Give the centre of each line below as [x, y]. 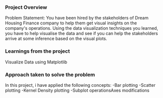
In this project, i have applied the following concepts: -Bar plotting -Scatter [80, 85]
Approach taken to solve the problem [50, 75]
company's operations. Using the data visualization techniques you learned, [81, 28]
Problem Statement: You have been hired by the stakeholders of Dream [77, 18]
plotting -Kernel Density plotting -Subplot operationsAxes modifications [77, 90]
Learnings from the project [37, 51]
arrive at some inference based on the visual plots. [56, 39]
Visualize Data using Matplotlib [36, 62]
